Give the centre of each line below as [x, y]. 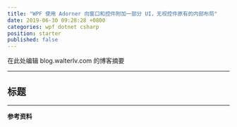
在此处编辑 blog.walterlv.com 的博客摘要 [66, 61]
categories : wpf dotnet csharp [53, 27]
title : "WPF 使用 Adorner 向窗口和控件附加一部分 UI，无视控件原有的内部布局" [113, 14]
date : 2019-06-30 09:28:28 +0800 [56, 20]
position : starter [34, 33]
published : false [33, 40]
